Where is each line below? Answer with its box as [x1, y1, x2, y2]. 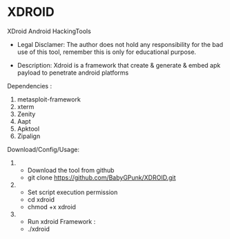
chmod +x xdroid [27, 202, 76, 211]
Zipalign [17, 132, 41, 140]
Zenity [17, 110, 36, 118]
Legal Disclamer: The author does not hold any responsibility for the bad [17, 40, 223, 48]
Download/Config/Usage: [7, 145, 79, 153]
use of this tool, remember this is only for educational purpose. [17, 48, 197, 56]
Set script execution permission [27, 188, 118, 196]
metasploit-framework [17, 95, 81, 104]
